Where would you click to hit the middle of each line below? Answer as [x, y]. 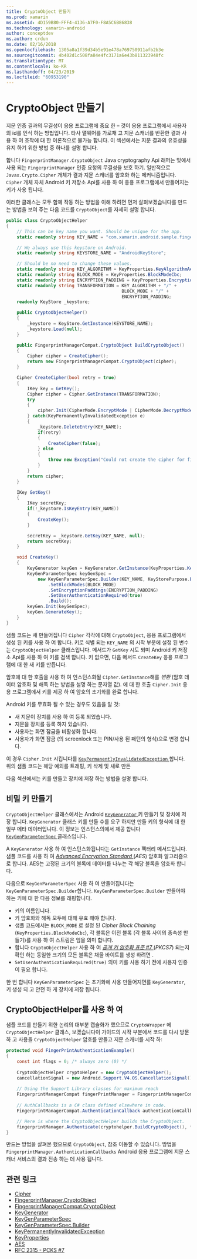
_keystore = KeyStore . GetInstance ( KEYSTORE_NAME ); [90, 324]
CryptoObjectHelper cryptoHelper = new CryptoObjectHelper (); [94, 1072]
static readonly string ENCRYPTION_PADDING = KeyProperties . [93, 280]
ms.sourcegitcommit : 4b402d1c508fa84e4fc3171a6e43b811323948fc [85, 55]
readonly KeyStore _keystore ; [54, 302]
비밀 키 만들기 [29, 799]
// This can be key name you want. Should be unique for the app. [99, 231]
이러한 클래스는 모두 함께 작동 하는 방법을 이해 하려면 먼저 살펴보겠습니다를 [91, 202]
